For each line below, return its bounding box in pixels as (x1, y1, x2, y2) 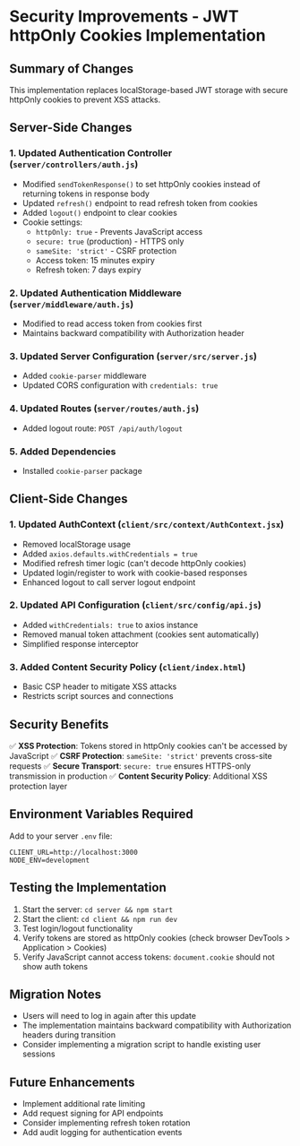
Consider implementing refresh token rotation (21, 1117, 191, 1128)
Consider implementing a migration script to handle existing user (21, 1039, 261, 1050)
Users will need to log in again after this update (21, 1011, 197, 1021)
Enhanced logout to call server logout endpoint (21, 576, 196, 588)
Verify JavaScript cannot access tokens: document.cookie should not (21, 952, 275, 962)
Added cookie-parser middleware (21, 370, 147, 382)
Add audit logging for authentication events (21, 1127, 183, 1138)
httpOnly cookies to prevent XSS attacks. (9, 94, 161, 105)
